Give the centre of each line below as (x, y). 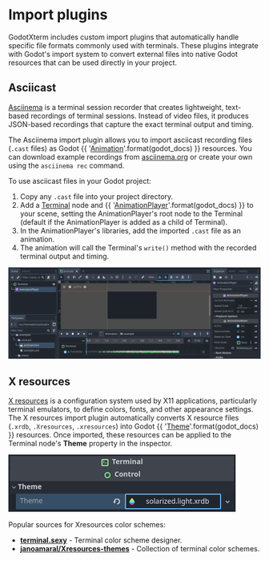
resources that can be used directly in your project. (93, 63)
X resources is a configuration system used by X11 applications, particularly (133, 401)
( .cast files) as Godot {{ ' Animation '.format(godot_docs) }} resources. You (130, 148)
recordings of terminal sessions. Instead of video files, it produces (140, 116)
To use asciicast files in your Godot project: (80, 181)
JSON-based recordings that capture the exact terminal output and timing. (131, 124)
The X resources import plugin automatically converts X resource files (124, 418)
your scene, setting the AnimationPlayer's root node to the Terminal (131, 213)
